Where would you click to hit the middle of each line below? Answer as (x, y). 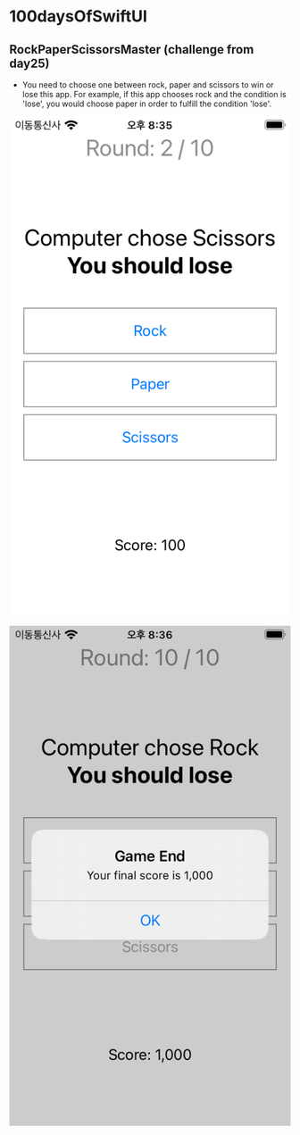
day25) (29, 63)
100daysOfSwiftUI (78, 17)
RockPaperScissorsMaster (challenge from (132, 50)
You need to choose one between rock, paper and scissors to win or (148, 85)
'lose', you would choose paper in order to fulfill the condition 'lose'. (147, 104)
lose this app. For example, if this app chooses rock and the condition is (154, 94)
